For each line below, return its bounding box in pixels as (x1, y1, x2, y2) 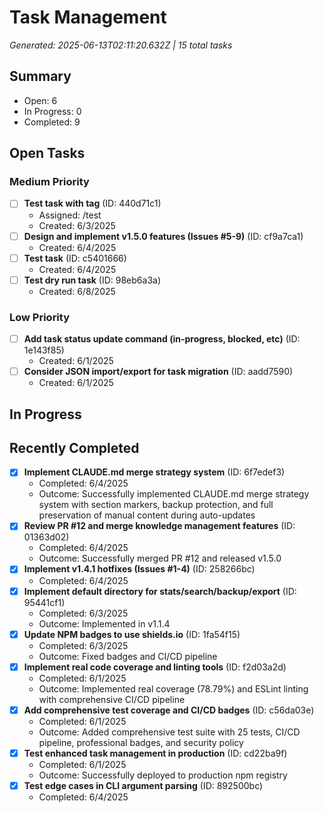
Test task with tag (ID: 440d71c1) (23, 197, 162, 210)
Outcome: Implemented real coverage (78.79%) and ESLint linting (38, 682, 309, 695)
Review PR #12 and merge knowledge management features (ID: (23, 520, 296, 532)
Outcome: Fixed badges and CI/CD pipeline (38, 650, 218, 662)
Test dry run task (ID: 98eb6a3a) (23, 274, 162, 286)
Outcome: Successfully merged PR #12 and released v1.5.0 (38, 552, 282, 565)
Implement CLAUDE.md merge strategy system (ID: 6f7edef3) (23, 466, 286, 478)
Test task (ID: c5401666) (23, 252, 127, 264)
